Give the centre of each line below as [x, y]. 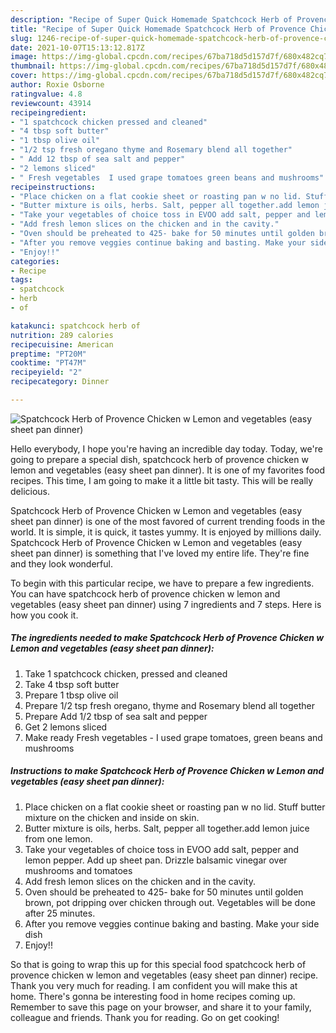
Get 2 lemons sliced [66, 727]
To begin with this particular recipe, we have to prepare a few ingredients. [162, 583]
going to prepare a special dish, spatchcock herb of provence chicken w [159, 459]
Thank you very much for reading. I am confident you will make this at [154, 985]
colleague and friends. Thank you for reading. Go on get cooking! [145, 1017]
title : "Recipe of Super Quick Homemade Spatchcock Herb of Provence [158, 29]
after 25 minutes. [60, 913]
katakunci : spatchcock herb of [75, 326]
